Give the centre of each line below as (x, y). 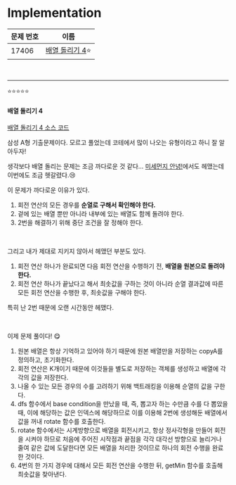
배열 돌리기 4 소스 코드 (38, 127)
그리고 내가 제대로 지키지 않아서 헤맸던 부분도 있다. (77, 251)
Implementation (54, 13)
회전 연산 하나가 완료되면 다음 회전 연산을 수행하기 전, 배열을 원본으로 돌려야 (121, 266)
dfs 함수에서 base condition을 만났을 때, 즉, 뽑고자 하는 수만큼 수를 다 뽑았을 (123, 404)
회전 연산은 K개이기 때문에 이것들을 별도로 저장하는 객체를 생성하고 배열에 (118, 369)
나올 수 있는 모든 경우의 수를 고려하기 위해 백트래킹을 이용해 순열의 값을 (115, 386)
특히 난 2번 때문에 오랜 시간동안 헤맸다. (61, 308)
